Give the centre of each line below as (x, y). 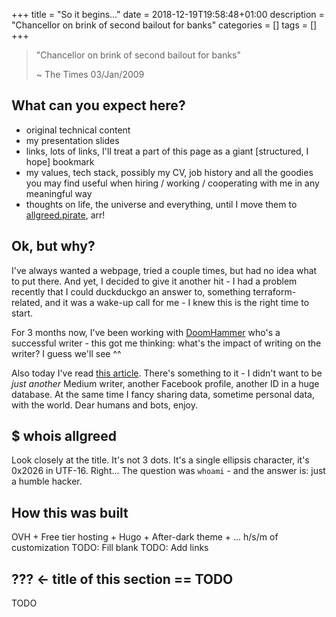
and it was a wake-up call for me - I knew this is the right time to (177, 302)
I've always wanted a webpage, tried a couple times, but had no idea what (164, 270)
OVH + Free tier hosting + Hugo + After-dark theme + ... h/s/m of (145, 537)
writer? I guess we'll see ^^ (66, 353)
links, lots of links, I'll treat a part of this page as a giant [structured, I (167, 151)
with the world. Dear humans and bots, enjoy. (105, 405)
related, (27, 302)
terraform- (274, 291)
